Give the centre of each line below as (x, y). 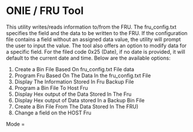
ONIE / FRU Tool (45, 11)
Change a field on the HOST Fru (53, 113)
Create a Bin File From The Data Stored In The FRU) (76, 106)
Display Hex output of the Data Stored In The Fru (73, 94)
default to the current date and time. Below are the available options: (88, 58)
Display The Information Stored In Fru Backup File (74, 81)
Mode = (15, 124)
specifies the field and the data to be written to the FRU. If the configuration (97, 33)
